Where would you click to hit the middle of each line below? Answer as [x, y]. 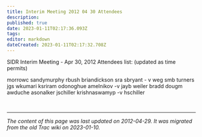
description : [23, 17]
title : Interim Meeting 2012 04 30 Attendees [64, 12]
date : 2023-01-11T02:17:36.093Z [47, 28]
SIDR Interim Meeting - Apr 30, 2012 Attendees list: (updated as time [91, 62]
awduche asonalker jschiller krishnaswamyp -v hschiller [76, 92]
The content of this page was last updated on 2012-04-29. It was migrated [100, 121]
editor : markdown [28, 39]
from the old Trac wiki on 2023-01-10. [54, 127]
